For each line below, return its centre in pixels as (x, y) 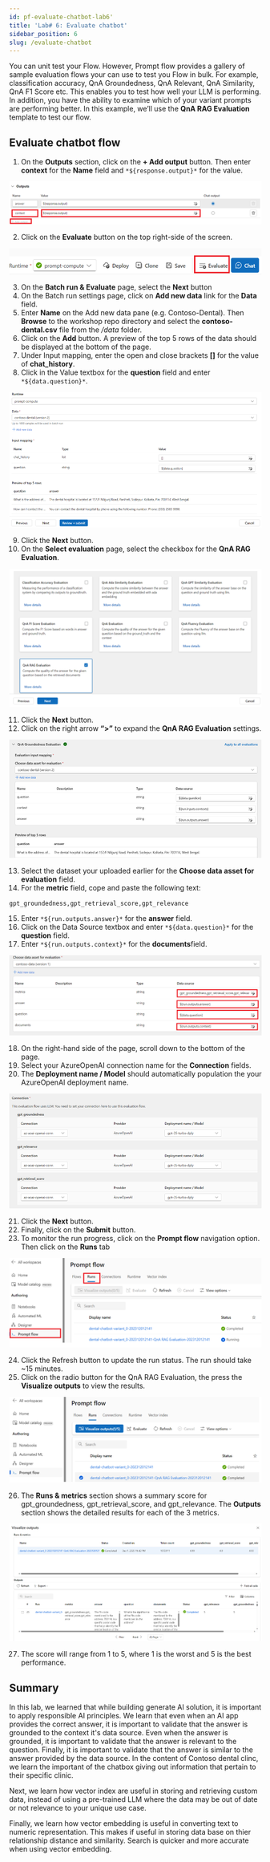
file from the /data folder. (101, 330)
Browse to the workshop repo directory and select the (110, 321)
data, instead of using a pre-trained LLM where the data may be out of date (133, 1799)
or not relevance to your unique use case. (78, 1808)
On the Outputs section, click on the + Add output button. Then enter (136, 162)
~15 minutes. (42, 1369)
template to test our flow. (50, 117)
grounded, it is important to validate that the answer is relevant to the (123, 1742)
